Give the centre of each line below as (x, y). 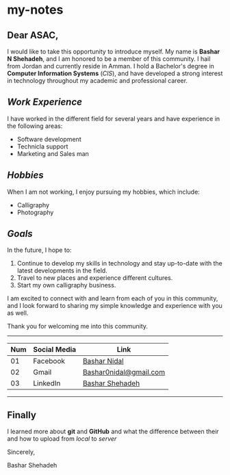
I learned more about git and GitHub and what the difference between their (113, 432)
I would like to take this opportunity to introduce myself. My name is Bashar (114, 51)
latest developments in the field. (62, 271)
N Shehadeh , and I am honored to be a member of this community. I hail (109, 59)
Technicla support (42, 146)
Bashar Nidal (103, 361)
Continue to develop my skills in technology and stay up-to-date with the (119, 264)
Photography (35, 212)
